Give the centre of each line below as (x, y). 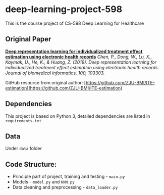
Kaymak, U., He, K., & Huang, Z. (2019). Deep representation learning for (81, 62)
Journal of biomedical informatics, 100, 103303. (55, 73)
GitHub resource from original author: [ (46, 82)
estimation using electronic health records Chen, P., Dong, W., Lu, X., (79, 57)
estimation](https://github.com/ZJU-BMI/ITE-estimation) (64, 88)
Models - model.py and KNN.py (43, 182)
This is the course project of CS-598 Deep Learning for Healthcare (75, 23)
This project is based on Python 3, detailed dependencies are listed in (78, 116)
